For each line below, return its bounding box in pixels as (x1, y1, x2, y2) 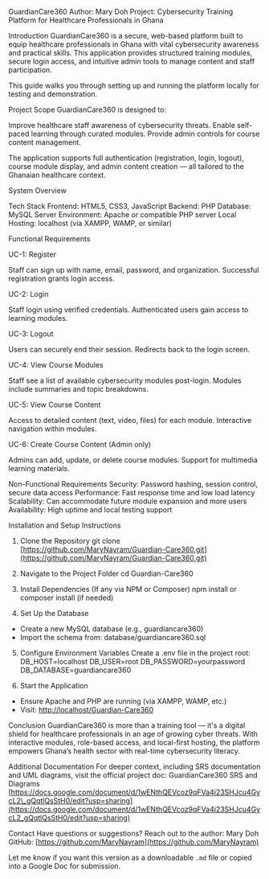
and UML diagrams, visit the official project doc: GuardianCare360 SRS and (8, 770, 259, 779)
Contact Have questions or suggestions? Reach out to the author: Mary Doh (8, 828, 259, 838)
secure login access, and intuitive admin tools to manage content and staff (8, 56, 255, 66)
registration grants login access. (8, 273, 115, 283)
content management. (8, 138, 82, 147)
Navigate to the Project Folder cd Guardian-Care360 (19, 569, 194, 578)
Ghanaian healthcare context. (8, 170, 106, 179)
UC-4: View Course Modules (8, 360, 104, 369)
